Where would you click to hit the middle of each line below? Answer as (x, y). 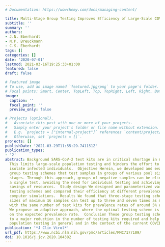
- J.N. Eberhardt (23, 37)
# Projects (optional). (29, 118)
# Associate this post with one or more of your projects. (69, 123)
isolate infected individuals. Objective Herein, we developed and (81, 168)
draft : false (18, 73)
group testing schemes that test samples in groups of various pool (81, 173)
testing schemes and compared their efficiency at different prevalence (85, 192)
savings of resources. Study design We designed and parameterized (81, 187)
